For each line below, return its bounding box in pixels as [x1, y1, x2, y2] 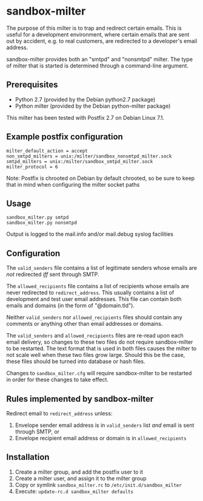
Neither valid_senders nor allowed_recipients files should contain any [6, 314, 183, 321]
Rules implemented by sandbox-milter [6, 393, 154, 404]
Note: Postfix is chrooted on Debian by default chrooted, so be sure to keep [6, 174, 195, 182]
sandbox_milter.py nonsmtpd [6, 220, 78, 226]
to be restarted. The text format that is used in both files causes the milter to [6, 345, 197, 352]
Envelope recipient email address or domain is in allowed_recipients [15, 435, 187, 441]
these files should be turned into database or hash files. [6, 358, 145, 365]
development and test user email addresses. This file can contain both [6, 295, 182, 303]
